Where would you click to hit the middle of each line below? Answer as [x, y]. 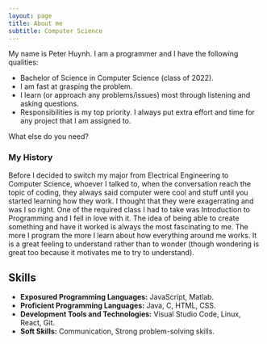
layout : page [30, 16]
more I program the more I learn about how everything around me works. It [133, 235]
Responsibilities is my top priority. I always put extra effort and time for [138, 112]
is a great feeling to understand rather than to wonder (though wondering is [134, 244]
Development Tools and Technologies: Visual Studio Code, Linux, [130, 314]
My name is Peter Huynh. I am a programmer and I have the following [123, 54]
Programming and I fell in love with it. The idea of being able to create [124, 218]
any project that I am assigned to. [75, 121]
